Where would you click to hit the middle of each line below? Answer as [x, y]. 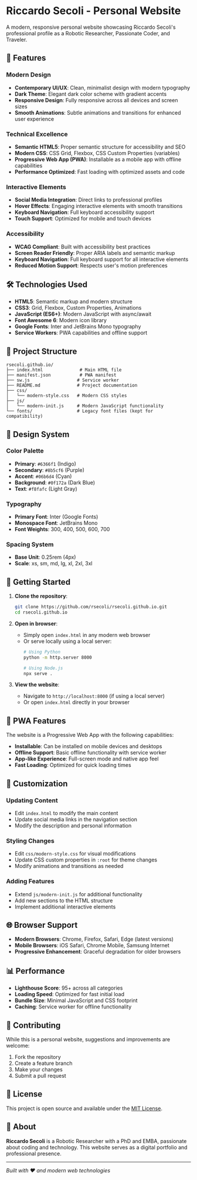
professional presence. [34, 1154]
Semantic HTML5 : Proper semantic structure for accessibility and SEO [100, 147]
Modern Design [28, 75]
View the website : [37, 685]
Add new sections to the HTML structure [64, 900]
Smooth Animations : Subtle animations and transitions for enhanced [98, 112]
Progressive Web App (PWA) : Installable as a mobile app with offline [98, 159]
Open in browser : [36, 623]
